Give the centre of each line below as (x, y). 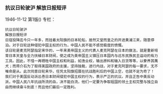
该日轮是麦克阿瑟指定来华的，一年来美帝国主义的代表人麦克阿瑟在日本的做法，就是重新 (80, 51)
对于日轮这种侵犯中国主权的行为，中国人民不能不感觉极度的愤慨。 (69, 45)
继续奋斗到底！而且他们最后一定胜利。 (45, 87)
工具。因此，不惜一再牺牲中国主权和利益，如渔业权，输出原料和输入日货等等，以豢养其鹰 (81, 61)
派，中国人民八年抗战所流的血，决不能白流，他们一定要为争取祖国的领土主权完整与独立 (80, 82)
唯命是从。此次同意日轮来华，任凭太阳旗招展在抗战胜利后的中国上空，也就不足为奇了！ (80, 72)
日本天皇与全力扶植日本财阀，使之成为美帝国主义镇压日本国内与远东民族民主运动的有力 (83, 56)
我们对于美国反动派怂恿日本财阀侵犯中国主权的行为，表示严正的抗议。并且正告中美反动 (80, 77)
